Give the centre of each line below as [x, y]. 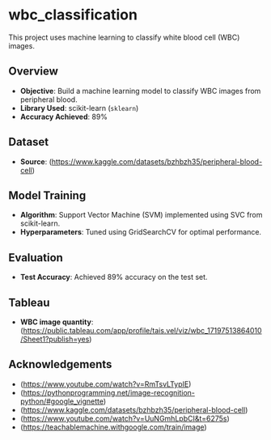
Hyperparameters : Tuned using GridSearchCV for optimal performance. [140, 232]
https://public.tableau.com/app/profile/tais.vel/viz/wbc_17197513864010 [142, 330]
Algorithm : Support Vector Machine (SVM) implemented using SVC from [141, 215]
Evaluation [36, 258]
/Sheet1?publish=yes [55, 339]
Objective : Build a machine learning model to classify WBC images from [140, 91]
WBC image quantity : [57, 322]
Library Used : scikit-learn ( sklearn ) [79, 108]
